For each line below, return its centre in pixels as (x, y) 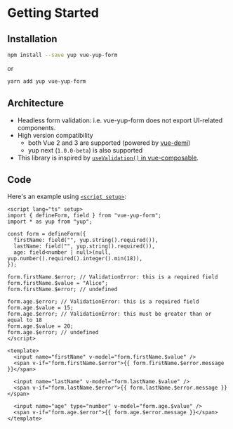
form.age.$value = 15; (40, 308)
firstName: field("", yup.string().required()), (86, 241)
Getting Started (53, 13)
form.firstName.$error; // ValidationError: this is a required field (113, 277)
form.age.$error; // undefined (53, 333)
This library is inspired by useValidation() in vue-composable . (108, 158)
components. (36, 127)
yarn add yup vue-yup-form (47, 81)
